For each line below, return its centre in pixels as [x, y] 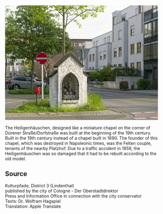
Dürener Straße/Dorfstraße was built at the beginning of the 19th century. [78, 133]
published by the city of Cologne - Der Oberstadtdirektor [62, 191]
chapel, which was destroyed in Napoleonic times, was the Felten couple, [78, 143]
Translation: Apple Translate [33, 206]
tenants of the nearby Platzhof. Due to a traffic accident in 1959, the [73, 148]
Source [16, 174]
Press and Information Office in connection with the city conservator [73, 196]
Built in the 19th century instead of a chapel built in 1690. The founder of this [81, 138]
